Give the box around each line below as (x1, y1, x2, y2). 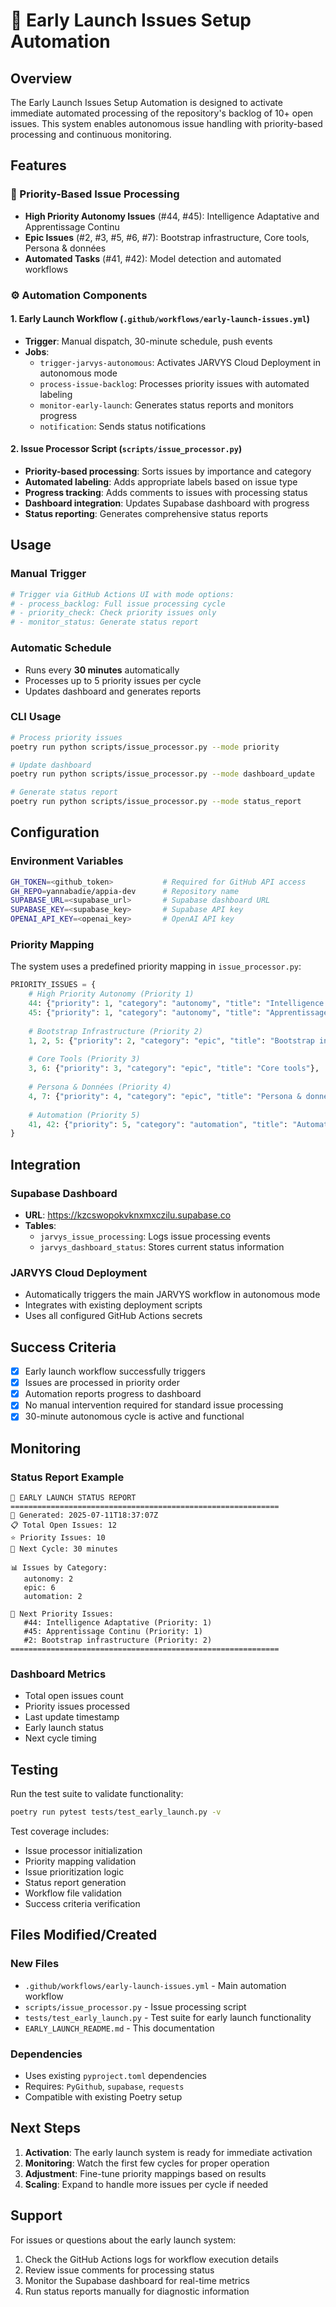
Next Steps (10, 2120, 81, 2137)
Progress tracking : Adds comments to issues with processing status (24, 487, 308, 499)
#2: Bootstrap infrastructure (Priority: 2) (23, 1635, 213, 1646)
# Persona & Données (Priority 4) (28, 1082, 172, 1093)
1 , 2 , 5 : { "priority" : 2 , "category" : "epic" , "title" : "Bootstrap (28, 1035, 315, 1046)
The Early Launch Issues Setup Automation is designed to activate (10, 97, 283, 108)
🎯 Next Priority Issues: (10, 1609, 114, 1619)
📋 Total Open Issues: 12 (10, 1520, 118, 1531)
